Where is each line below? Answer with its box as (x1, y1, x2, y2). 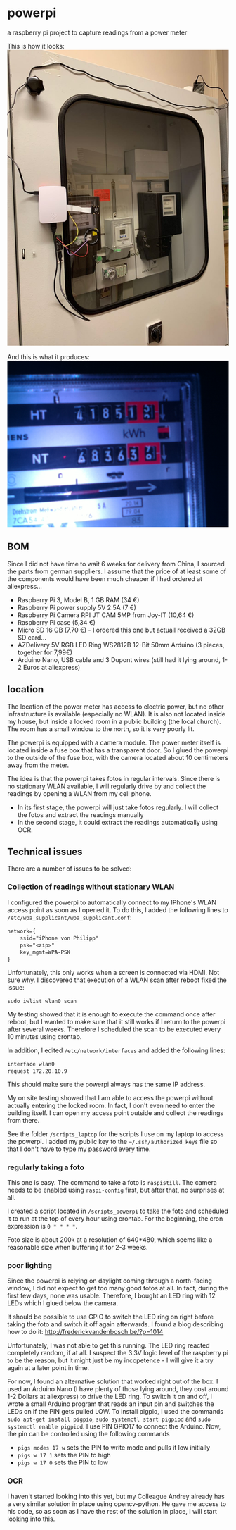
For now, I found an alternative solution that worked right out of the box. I (7, 1377, 218, 1386)
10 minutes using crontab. (7, 1032, 82, 1040)
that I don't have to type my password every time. (7, 1145, 151, 1153)
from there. (7, 1116, 40, 1124)
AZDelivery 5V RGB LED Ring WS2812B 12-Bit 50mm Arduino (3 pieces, (17, 640, 225, 649)
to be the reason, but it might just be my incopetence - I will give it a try (7, 1356, 214, 1364)
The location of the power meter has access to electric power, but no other (7, 702, 224, 711)
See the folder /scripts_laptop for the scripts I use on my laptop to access (7, 1129, 224, 1138)
